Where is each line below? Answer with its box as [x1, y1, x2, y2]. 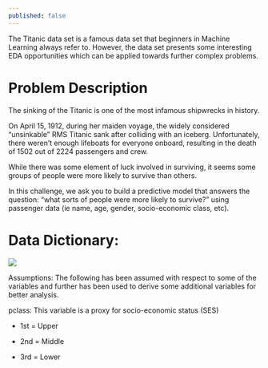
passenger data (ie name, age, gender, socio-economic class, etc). [8, 203, 230, 212]
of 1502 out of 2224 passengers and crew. [8, 146, 149, 156]
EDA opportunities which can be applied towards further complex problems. [8, 51, 258, 60]
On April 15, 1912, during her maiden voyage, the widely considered [8, 121, 230, 131]
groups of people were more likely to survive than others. [8, 170, 198, 180]
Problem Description [8, 79, 148, 97]
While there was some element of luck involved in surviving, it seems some [8, 162, 256, 172]
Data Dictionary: [8, 231, 119, 249]
